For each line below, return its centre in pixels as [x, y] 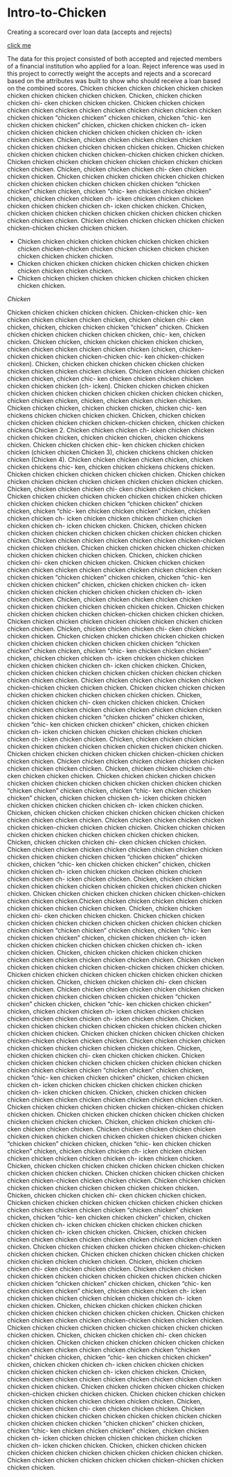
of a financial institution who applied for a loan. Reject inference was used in [116, 66]
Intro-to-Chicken [57, 13]
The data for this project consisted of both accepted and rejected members [115, 59]
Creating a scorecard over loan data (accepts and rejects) [90, 32]
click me [19, 45]
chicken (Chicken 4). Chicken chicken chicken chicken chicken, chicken [110, 459]
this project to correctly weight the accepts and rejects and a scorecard [109, 73]
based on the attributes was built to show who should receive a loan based [114, 80]
